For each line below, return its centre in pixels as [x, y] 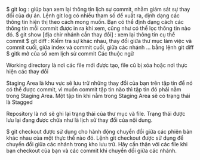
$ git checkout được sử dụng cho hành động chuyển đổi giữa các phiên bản [99, 132]
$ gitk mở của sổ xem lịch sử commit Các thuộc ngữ [70, 53]
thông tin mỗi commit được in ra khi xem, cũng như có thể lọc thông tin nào [99, 28]
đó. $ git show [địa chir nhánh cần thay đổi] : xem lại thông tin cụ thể [91, 35]
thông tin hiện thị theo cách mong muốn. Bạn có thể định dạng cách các [95, 22]
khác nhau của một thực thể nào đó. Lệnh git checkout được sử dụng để [95, 138]
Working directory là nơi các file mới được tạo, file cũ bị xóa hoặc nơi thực [97, 65]
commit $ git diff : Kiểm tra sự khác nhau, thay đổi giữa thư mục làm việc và [99, 41]
